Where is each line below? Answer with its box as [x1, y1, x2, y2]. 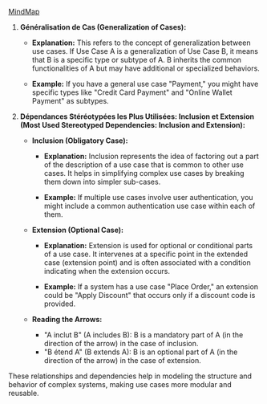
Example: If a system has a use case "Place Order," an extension [43, 282, 259, 292]
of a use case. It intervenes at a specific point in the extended [43, 249, 249, 259]
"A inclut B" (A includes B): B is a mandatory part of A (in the [43, 330, 244, 340]
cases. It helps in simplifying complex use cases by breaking [43, 169, 245, 178]
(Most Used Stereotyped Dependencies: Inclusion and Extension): [19, 120, 246, 129]
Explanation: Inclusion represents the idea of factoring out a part [43, 152, 259, 161]
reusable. [8, 389, 39, 398]
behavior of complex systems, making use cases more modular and [8, 380, 233, 389]
